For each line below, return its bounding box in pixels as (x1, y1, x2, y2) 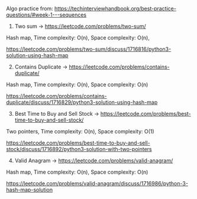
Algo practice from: (6, 5, 53, 12)
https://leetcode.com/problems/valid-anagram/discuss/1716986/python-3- (6, 180, 188, 187)
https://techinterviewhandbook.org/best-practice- (54, 5, 176, 12)
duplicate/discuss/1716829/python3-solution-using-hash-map (6, 99, 158, 106)
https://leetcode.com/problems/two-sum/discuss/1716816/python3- (6, 45, 172, 53)
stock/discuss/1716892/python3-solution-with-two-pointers (6, 146, 152, 152)
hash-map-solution (6, 186, 53, 193)
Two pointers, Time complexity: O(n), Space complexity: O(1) (6, 128, 155, 135)
